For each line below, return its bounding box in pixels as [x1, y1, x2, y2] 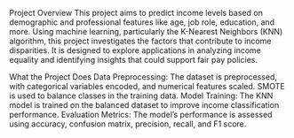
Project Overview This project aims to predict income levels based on [9, 8, 264, 18]
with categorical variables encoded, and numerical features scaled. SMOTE [9, 81, 286, 91]
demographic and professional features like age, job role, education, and [9, 17, 275, 27]
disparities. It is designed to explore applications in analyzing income [9, 45, 262, 56]
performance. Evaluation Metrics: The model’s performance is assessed [9, 110, 273, 119]
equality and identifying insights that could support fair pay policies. [9, 55, 258, 65]
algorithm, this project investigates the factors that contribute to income [9, 35, 272, 46]
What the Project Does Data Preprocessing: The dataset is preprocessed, [9, 72, 278, 82]
